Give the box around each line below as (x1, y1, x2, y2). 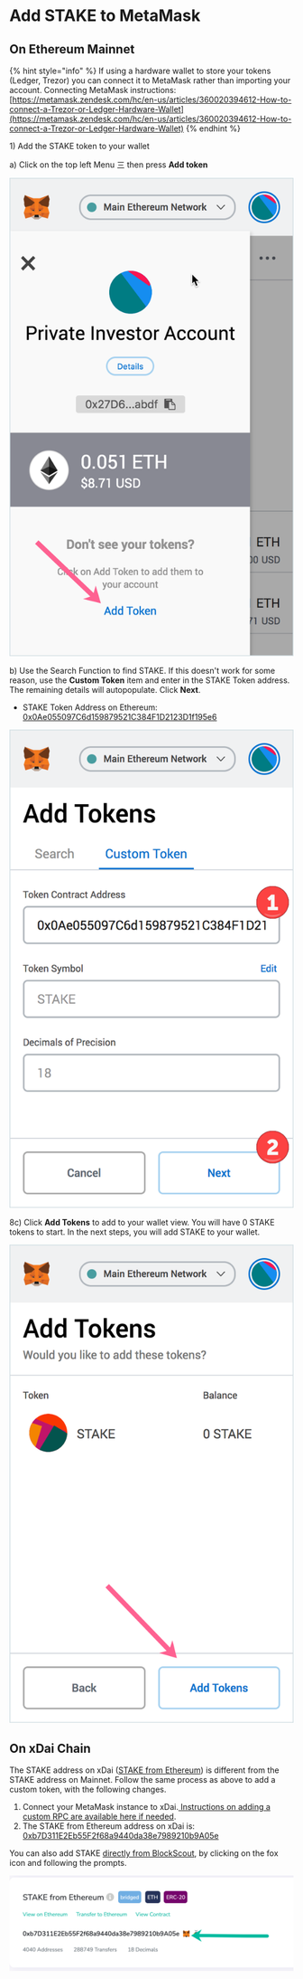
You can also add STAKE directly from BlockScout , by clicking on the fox (9, 1847, 279, 1859)
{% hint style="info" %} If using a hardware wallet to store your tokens (9, 65, 271, 76)
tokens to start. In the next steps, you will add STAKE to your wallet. (9, 1226, 261, 1237)
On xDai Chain (9, 1740, 91, 1756)
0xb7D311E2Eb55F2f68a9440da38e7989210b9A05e (22, 1830, 219, 1841)
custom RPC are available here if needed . (22, 1811, 177, 1822)
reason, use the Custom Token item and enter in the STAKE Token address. (9, 675, 290, 686)
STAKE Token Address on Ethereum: (22, 702, 158, 713)
